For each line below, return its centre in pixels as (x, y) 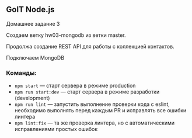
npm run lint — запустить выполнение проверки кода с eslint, (92, 104)
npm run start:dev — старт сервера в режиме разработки (87, 92)
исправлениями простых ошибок (56, 129)
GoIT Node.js (30, 10)
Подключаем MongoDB (35, 57)
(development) (32, 98)
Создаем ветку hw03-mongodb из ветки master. (66, 35)
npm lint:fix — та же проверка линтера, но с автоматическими (95, 123)
